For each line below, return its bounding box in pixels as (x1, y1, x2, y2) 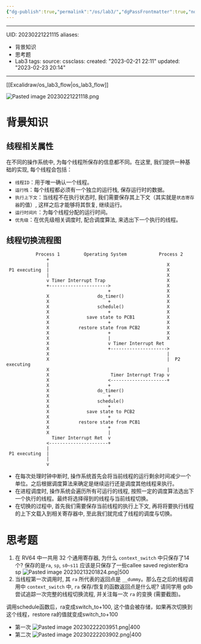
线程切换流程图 (6, 235, 62, 246)
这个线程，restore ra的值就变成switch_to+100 (6, 611, 118, 618)
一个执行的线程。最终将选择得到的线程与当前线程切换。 (14, 495, 151, 502)
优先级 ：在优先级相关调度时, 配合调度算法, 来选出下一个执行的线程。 (14, 216, 181, 223)
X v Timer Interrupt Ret (46, 341, 165, 347)
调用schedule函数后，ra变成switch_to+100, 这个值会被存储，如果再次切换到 (6, 603, 193, 610)
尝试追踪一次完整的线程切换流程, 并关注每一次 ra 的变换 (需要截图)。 (14, 591, 184, 598)
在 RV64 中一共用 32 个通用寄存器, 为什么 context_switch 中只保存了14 (14, 554, 190, 561)
